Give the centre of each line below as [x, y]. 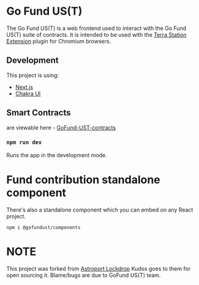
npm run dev [24, 142]
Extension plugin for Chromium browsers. [59, 41]
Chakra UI [28, 94]
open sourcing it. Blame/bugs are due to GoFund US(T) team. [84, 275]
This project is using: [33, 75]
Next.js [24, 87]
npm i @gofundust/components [43, 228]
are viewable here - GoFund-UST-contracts [61, 127]
